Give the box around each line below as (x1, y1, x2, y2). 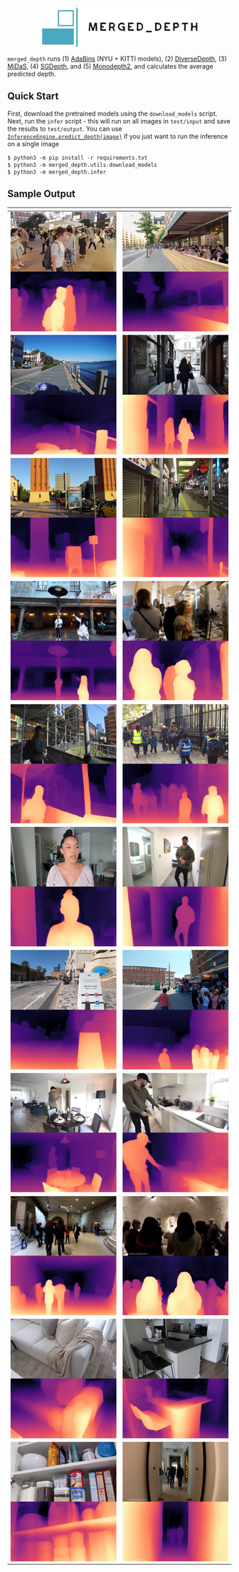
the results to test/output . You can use (7, 124, 122, 133)
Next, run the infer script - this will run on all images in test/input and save (7, 116, 231, 125)
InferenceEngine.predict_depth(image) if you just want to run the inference (7, 132, 228, 141)
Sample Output (7, 188, 76, 200)
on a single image (7, 139, 59, 148)
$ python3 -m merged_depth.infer (7, 168, 107, 176)
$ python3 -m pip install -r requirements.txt (7, 154, 148, 161)
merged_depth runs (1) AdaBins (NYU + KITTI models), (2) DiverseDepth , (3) (7, 54, 228, 63)
